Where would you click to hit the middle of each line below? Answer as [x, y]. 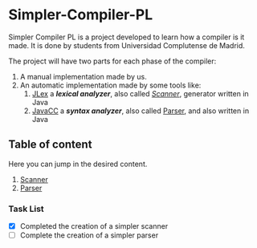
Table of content [50, 145]
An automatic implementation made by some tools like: [110, 85]
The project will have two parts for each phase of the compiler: [112, 61]
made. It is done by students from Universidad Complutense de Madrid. [126, 45]
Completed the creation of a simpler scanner [94, 226]
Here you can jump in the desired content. [78, 164]
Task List [26, 209]
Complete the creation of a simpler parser [89, 235]
